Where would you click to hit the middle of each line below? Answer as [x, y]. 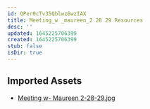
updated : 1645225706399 [42, 33]
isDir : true [25, 53]
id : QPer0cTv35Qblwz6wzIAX [47, 14]
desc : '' [20, 27]
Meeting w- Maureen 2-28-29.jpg [66, 98]
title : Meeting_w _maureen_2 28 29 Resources [75, 20]
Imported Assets [45, 81]
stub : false [25, 46]
